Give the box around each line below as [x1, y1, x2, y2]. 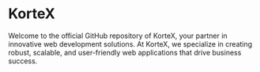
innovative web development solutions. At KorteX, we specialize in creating [8, 39, 253, 48]
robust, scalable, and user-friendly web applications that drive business [8, 47, 242, 57]
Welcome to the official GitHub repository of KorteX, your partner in [8, 31, 228, 40]
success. [8, 56, 38, 66]
